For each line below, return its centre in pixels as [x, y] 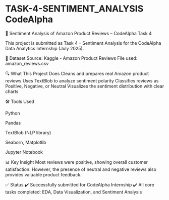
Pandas [13, 123]
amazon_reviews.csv [27, 63]
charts [12, 91]
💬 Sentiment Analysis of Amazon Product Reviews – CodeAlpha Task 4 [79, 33]
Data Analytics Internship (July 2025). [45, 48]
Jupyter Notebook [24, 152]
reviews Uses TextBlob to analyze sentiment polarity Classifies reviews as [82, 80]
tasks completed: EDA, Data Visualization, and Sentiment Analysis [74, 192]
